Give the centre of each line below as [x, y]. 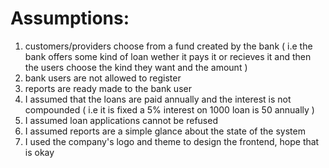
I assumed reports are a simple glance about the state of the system [165, 131]
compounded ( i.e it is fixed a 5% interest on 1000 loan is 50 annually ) [169, 109]
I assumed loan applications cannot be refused [121, 120]
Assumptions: [70, 18]
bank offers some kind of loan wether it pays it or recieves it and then [168, 56]
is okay [39, 152]
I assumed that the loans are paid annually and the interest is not [158, 99]
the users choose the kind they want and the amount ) [136, 67]
